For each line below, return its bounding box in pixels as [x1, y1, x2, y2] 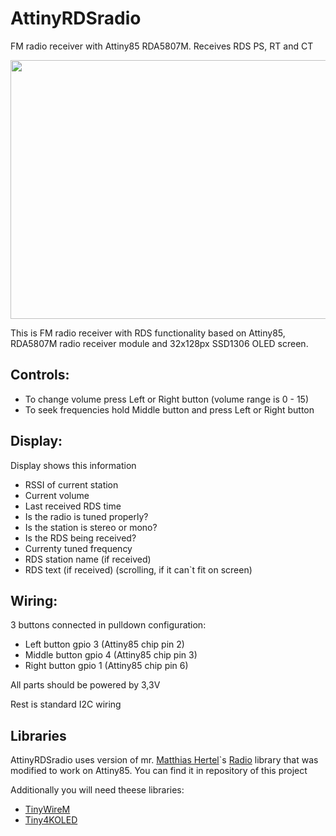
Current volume [24, 489, 90, 501]
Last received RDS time [24, 500, 122, 512]
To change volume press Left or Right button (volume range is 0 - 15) [24, 393, 310, 405]
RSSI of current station [24, 478, 119, 491]
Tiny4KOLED [24, 814, 78, 826]
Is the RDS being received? [24, 532, 137, 544]
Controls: [10, 367, 70, 384]
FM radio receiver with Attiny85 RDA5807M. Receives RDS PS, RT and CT [10, 40, 314, 52]
